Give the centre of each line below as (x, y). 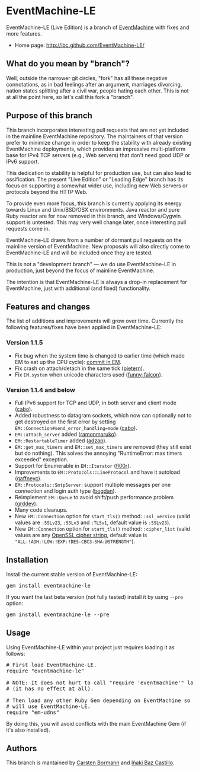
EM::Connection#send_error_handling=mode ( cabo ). (76, 428)
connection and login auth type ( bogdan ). (65, 491)
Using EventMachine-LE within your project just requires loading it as (90, 647)
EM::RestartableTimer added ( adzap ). (61, 441)
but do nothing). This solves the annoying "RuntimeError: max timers (98, 453)
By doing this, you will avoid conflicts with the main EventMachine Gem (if (96, 723)
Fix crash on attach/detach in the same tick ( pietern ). (79, 368)
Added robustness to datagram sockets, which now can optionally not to (103, 415)
